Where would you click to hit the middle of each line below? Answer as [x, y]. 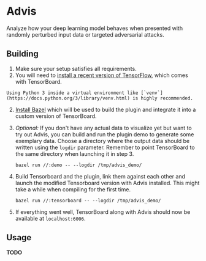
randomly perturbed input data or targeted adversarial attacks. [85, 34]
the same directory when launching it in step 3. [74, 153]
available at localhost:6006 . [50, 218]
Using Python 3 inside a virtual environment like [72, 93]
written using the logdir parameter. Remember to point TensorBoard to [105, 147]
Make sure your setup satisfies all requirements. [76, 68]
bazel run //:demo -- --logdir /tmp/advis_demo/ [78, 165]
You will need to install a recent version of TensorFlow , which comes [101, 75]
